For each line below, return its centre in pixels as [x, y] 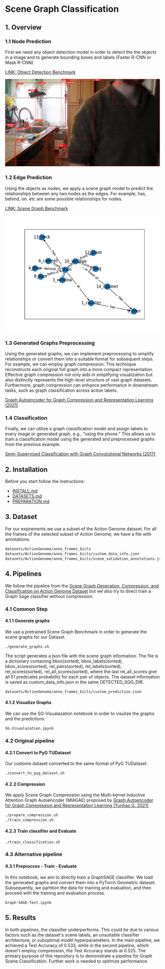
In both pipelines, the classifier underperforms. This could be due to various [82, 930]
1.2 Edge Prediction [29, 178]
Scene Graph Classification [62, 9]
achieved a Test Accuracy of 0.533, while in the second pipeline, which [77, 945]
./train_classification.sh [33, 842]
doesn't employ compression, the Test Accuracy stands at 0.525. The [75, 950]
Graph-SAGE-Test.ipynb [28, 902]
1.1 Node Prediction [28, 41]
